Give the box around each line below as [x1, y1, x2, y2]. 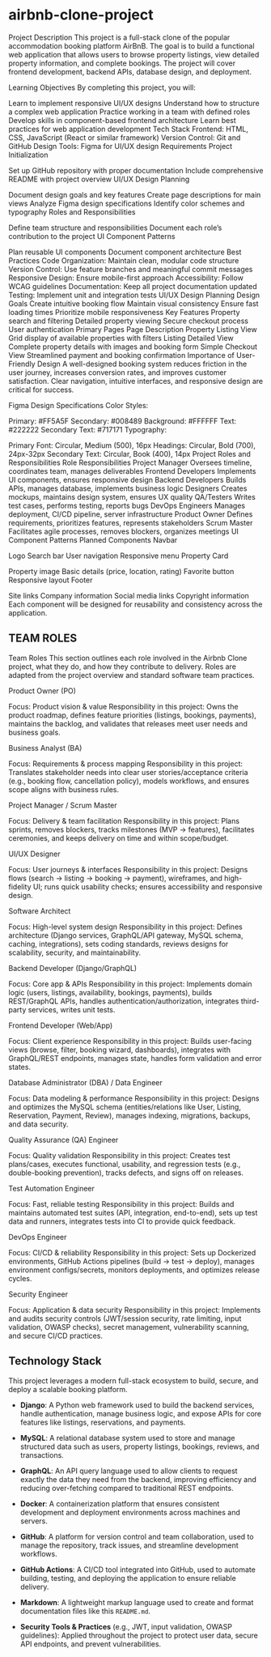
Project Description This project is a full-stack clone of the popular [8, 32, 231, 42]
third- [240, 996, 260, 1006]
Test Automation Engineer [8, 1183, 95, 1193]
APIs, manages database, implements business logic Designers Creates [8, 483, 248, 493]
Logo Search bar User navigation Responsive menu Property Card [8, 551, 229, 560]
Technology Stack [8, 1354, 102, 1368]
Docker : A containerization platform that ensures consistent [19, 1498, 220, 1508]
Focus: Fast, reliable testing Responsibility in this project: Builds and [8, 1199, 235, 1208]
